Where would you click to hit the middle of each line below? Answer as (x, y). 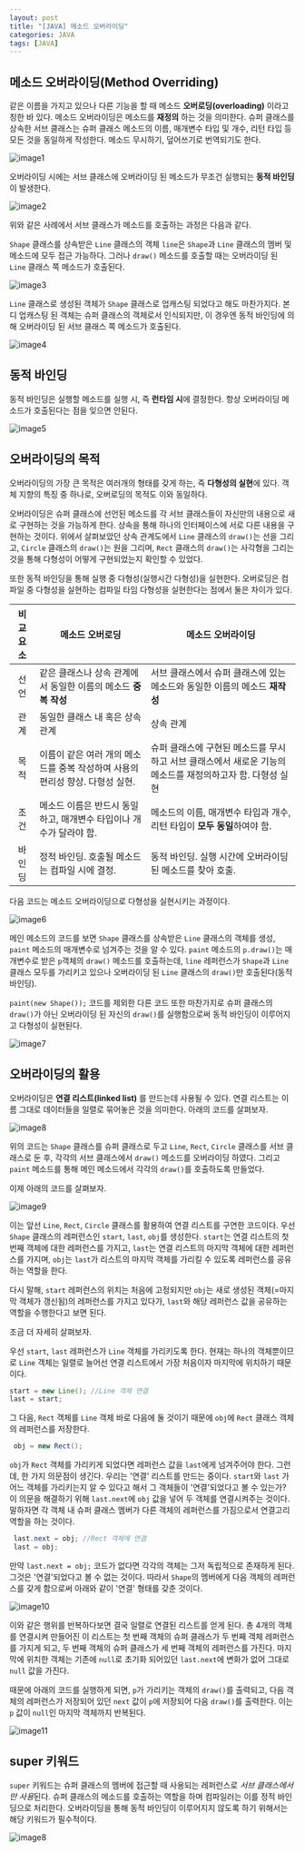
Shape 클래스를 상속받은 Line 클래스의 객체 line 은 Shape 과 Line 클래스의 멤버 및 (151, 244)
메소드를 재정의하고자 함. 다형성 (214, 774)
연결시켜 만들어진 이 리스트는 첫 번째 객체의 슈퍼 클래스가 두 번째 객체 (141, 1636)
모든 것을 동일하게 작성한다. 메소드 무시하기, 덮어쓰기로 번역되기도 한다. (135, 140)
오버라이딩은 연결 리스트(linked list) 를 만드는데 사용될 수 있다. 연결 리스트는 (144, 1098)
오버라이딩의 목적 (55, 459)
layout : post (34, 18)
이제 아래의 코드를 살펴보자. (58, 1188)
